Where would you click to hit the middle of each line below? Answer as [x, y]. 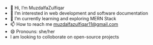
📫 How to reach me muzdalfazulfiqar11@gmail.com [64, 24]
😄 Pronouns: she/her [32, 31]
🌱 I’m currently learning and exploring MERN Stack [63, 18]
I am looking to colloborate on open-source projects [65, 37]
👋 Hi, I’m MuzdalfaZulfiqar [37, 8]
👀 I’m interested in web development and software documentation [79, 13]
